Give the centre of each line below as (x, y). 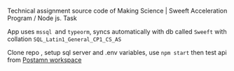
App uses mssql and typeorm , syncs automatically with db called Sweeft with (117, 32)
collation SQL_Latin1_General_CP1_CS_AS (64, 39)
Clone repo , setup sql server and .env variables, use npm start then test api (117, 53)
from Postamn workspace (44, 60)
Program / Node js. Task (42, 18)
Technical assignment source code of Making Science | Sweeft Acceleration (117, 11)
